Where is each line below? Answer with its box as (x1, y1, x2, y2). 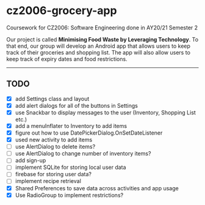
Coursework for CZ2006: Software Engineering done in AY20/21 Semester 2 (6, 24, 198, 31)
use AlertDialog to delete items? (15, 143, 96, 151)
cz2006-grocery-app (6, 4, 117, 18)
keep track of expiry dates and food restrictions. (6, 55, 128, 62)
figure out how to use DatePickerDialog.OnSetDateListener (15, 129, 163, 136)
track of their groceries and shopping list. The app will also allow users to (6, 48, 191, 56)
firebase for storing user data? (15, 171, 92, 178)
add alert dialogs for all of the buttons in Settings (15, 102, 138, 109)
